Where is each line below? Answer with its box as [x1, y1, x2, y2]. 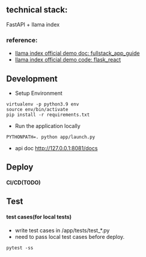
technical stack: [6, 5, 68, 15]
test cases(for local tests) [6, 213, 72, 220]
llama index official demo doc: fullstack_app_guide [14, 49, 140, 57]
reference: [6, 36, 38, 44]
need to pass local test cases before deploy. [14, 233, 125, 240]
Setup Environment [14, 89, 63, 97]
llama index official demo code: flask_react [14, 56, 121, 63]
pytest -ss [6, 244, 34, 251]
